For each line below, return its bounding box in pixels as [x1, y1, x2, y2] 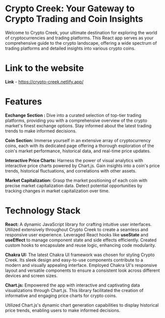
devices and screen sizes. [5, 272, 58, 278]
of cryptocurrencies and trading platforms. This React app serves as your [5, 35, 154, 41]
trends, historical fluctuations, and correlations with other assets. [5, 168, 137, 173]
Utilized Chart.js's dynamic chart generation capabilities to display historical [5, 302, 159, 308]
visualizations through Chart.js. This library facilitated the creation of [5, 287, 144, 293]
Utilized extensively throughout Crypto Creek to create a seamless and [5, 227, 148, 232]
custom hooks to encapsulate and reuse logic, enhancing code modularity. [5, 242, 156, 248]
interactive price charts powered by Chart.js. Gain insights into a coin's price [5, 163, 160, 169]
